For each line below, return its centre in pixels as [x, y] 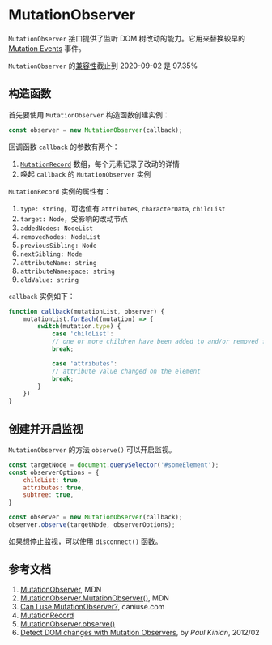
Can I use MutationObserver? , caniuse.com [92, 606]
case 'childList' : [83, 334]
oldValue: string [49, 280]
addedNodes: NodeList [56, 229]
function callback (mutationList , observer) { [86, 311]
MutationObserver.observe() [68, 624]
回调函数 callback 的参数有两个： [64, 147]
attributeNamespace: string [67, 271]
